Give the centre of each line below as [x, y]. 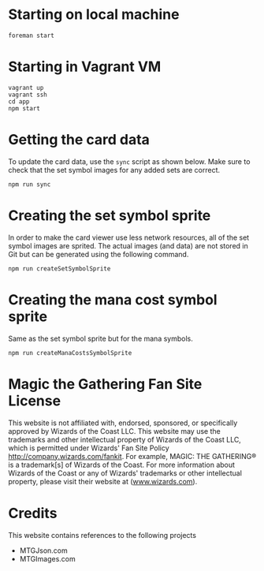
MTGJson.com [44, 550]
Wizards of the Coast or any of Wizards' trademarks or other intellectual [125, 473]
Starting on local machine [94, 15]
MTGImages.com [48, 558]
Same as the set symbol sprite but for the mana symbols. [100, 338]
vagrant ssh [28, 95]
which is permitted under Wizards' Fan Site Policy [89, 448]
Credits [33, 513]
